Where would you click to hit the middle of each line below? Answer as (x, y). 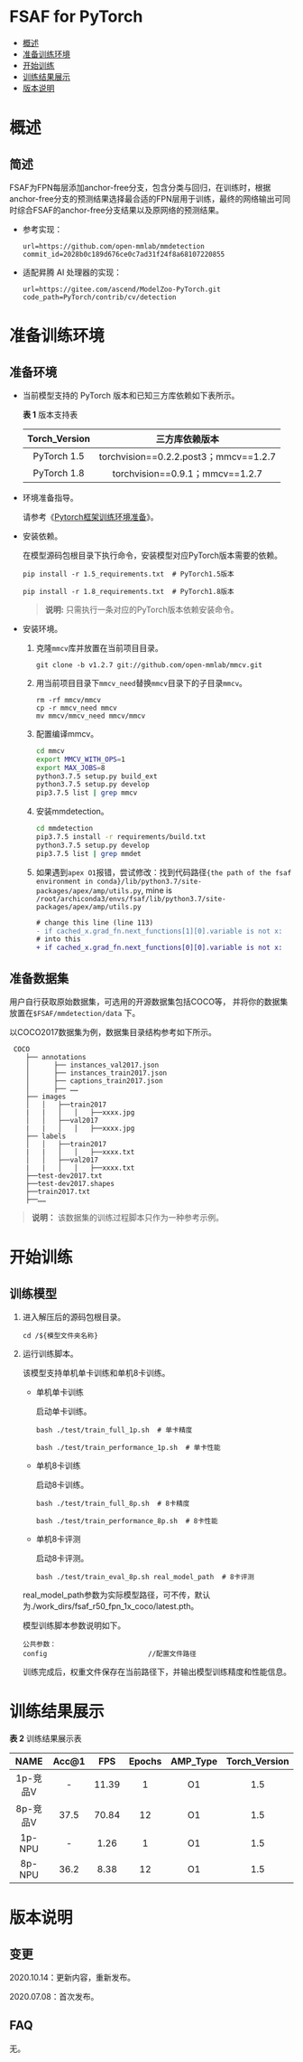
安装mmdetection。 (73, 812)
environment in (64, 881)
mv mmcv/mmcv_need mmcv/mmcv (91, 716)
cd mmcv (50, 751)
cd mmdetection (64, 829)
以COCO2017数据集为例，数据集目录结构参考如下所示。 (113, 1032)
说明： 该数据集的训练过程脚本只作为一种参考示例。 (127, 1217)
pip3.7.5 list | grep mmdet (88, 853)
